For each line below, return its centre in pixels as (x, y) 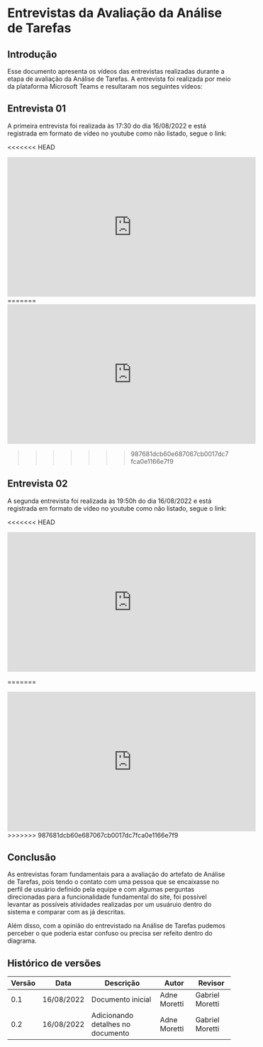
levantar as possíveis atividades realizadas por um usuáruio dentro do (110, 904)
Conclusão (32, 857)
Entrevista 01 (37, 109)
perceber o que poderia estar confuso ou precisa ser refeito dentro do (110, 934)
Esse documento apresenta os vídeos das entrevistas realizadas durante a (116, 71)
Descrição (122, 983)
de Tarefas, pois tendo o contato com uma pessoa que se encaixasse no (113, 882)
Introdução (32, 54)
